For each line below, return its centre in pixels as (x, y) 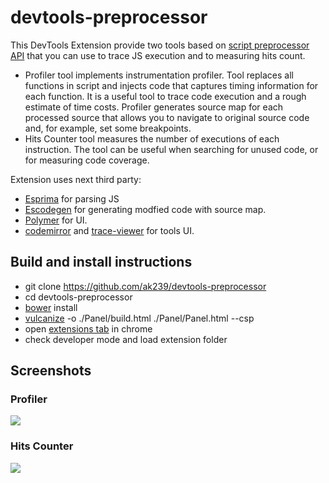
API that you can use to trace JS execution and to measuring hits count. (158, 55)
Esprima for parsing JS (72, 198)
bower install (51, 307)
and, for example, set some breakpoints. (108, 128)
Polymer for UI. (56, 220)
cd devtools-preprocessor (78, 297)
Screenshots (51, 371)
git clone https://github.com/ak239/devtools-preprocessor (145, 286)
